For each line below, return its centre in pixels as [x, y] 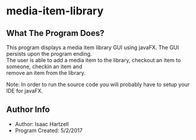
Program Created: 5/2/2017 [49, 130]
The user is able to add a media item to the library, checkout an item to [94, 60]
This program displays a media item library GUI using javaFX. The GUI [93, 47]
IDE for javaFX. [25, 91]
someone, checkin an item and [44, 66]
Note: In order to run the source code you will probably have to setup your [98, 84]
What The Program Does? [55, 33]
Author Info [28, 110]
